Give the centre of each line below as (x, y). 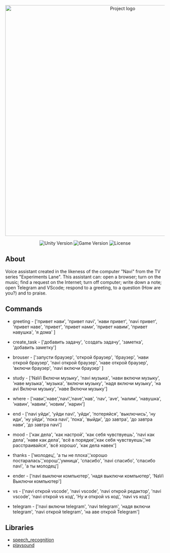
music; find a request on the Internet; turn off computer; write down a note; (83, 282)
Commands (24, 309)
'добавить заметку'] (34, 347)
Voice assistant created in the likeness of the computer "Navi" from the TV (83, 271)
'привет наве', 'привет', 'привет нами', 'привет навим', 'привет (80, 327)
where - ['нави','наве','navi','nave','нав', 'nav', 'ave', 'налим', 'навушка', (87, 398)
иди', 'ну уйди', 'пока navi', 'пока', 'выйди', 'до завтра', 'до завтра (82, 419)
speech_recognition (33, 540)
